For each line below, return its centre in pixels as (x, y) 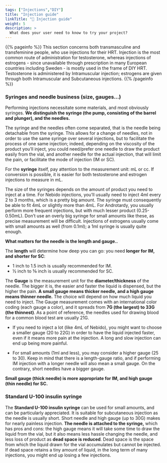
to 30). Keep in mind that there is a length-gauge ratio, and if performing (86, 358)
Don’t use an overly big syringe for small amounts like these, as (89, 216)
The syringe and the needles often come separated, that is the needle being (83, 128)
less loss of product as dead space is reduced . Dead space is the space (80, 439)
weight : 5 (15, 24)
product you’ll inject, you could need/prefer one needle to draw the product (83, 149)
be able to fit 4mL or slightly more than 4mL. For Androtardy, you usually (80, 205)
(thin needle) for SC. (27, 384)
